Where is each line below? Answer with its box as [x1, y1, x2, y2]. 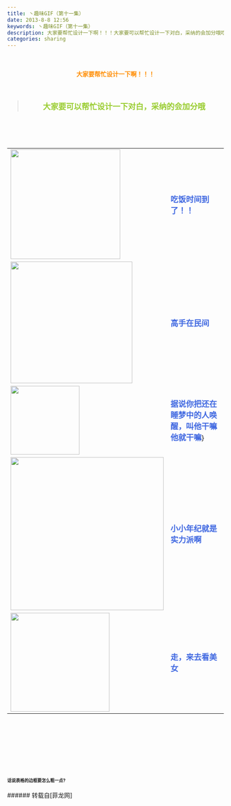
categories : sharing [7, 36, 67, 43]
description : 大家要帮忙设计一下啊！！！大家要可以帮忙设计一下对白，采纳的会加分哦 [7, 29, 221, 36]
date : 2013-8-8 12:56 [7, 17, 69, 23]
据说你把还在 [170, 400, 217, 409]
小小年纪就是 [170, 524, 217, 534]
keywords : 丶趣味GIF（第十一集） [7, 23, 94, 30]
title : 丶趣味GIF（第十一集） [7, 10, 85, 17]
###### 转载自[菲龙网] [7, 792, 73, 800]
